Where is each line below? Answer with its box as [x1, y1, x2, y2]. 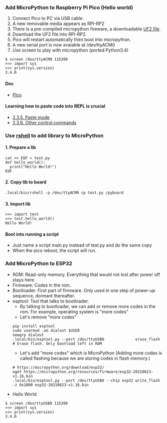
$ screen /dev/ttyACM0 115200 [5, 57, 68, 62]
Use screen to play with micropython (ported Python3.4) [12, 47, 129, 53]
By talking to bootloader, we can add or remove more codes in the [19, 303, 156, 309]
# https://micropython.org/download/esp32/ [12, 364, 105, 370]
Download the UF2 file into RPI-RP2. [12, 31, 87, 37]
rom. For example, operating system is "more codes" [19, 308, 129, 314]
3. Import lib [5, 200, 31, 206]
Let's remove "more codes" [19, 314, 77, 320]
